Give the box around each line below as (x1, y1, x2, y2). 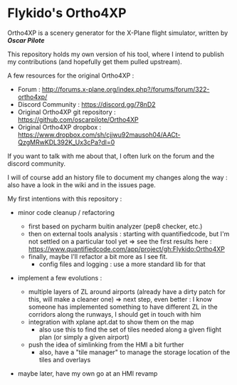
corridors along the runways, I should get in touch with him (28, 310, 201, 318)
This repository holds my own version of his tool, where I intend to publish (7, 50, 224, 58)
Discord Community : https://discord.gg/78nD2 (17, 100, 156, 108)
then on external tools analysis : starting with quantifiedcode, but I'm (28, 229, 230, 238)
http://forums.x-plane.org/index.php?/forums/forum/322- (41, 85, 210, 93)
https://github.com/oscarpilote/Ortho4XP (17, 115, 139, 124)
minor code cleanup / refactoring (17, 208, 115, 216)
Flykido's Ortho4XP (7, 5, 127, 21)
